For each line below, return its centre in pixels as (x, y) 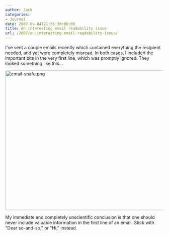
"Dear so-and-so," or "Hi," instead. (41, 228)
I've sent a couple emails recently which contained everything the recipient (83, 47)
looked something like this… (34, 64)
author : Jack (19, 10)
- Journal (16, 19)
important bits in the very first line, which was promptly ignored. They (77, 58)
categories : (18, 15)
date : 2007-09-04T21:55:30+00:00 (40, 24)
